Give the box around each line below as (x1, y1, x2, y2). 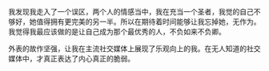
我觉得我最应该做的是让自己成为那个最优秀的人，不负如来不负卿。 (8, 27, 226, 36)
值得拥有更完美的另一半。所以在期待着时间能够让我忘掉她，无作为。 (35, 17, 261, 26)
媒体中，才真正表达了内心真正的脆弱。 (8, 54, 134, 63)
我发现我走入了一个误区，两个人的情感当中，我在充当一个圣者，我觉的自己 (8, 7, 254, 16)
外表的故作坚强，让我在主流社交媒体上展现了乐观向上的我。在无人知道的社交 (8, 44, 261, 53)
